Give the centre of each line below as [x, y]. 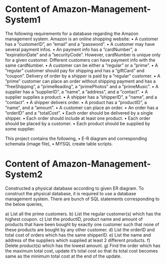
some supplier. [20, 129]
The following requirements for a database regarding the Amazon [72, 33]
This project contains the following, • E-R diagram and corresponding [76, 138]
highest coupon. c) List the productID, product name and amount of [74, 219]
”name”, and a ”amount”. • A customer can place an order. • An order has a [82, 108]
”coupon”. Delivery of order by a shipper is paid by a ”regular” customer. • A [83, 76]
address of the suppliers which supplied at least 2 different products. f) [78, 240]
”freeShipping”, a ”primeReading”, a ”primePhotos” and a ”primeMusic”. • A [82, 86]
